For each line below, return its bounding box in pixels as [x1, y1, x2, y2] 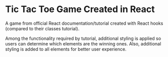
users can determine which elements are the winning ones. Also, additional [5, 40, 161, 46]
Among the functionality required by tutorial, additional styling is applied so [5, 35, 161, 41]
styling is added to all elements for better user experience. [5, 46, 127, 52]
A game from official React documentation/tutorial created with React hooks [5, 20, 163, 26]
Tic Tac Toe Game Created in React [5, 4, 155, 15]
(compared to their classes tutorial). [5, 25, 80, 31]
